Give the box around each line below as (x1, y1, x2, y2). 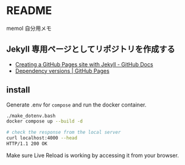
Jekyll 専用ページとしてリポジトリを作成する (6, 44, 175, 55)
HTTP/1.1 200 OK (6, 141, 47, 147)
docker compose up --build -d (6, 118, 83, 125)
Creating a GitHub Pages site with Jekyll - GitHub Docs (15, 60, 153, 68)
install (6, 85, 30, 95)
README (6, 4, 52, 18)
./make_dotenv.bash (6, 113, 56, 119)
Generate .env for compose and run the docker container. (6, 101, 147, 108)
